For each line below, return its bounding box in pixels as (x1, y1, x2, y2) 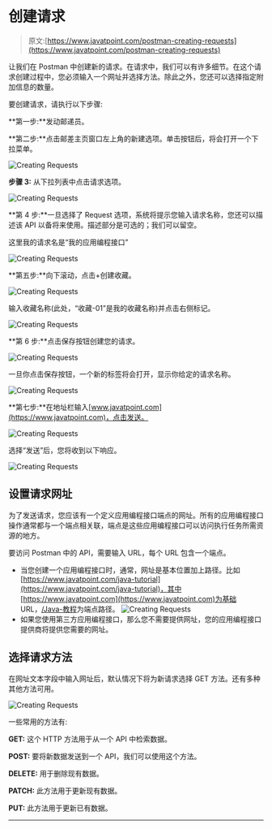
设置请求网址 (8, 487, 73, 501)
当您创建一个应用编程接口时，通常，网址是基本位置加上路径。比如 (19, 565, 240, 575)
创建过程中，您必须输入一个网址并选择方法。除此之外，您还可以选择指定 (15, 71, 257, 81)
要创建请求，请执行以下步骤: (8, 99, 104, 109)
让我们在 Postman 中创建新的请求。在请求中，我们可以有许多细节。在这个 (8, 62, 255, 71)
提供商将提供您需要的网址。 (19, 624, 113, 634)
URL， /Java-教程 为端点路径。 (19, 604, 120, 614)
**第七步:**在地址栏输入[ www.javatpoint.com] (8, 402, 162, 412)
